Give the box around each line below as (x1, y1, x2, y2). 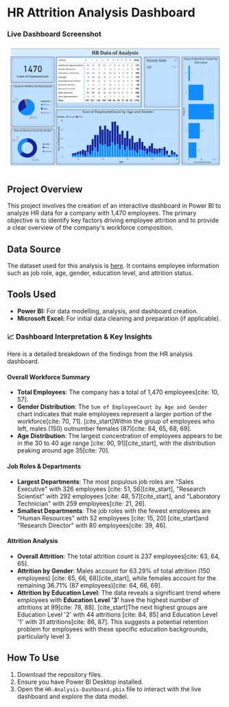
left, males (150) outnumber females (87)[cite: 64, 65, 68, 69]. (16, 424, 192, 433)
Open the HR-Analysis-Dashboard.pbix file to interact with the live (16, 684, 202, 693)
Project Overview (7, 183, 83, 195)
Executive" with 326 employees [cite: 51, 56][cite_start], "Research (16, 485, 206, 493)
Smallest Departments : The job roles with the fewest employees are (16, 506, 211, 515)
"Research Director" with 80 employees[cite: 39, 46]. (16, 521, 167, 529)
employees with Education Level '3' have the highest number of (16, 595, 199, 604)
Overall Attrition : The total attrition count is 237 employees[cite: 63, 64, (16, 552, 221, 560)
